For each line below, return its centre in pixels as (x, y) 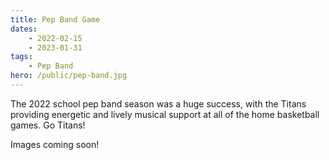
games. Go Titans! (48, 125)
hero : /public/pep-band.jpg (69, 76)
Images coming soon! (55, 144)
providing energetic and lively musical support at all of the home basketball (165, 114)
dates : (24, 29)
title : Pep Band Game (55, 19)
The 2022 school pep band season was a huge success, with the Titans (158, 103)
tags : (21, 57)
